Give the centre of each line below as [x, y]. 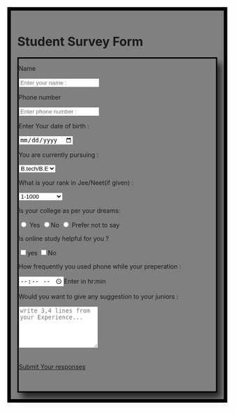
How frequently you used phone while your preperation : [100, 266]
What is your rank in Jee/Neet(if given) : [76, 183]
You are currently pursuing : [59, 155]
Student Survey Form [80, 42]
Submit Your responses [52, 367]
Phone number [40, 97]
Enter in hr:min [85, 281]
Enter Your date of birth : [54, 126]
